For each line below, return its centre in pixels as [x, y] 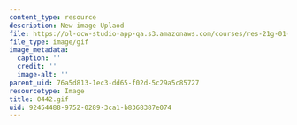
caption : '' [39, 58]
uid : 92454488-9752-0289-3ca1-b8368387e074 [91, 107]
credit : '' [37, 67]
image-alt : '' [43, 75]
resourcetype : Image [47, 91]
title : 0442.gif [39, 99]
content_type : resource [53, 17]
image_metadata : [39, 50]
